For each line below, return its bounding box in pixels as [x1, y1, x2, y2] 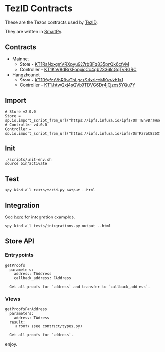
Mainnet [12, 56, 29, 62]
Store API [5, 237, 34, 245]
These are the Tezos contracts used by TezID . [5, 19, 98, 25]
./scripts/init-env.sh [5, 157, 52, 162]
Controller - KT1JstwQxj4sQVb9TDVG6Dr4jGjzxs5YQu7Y [19, 82, 136, 88]
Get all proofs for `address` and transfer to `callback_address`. [9, 284, 151, 289]
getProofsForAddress [5, 306, 48, 312]
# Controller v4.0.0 [5, 122, 48, 127]
